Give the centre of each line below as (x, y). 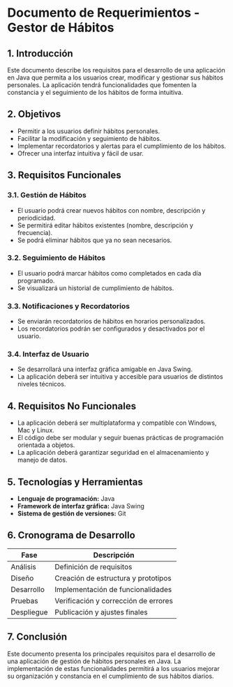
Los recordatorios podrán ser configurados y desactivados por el (111, 329)
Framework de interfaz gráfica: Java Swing (81, 506)
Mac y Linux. (36, 430)
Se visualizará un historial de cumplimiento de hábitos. (96, 288)
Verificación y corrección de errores (114, 601)
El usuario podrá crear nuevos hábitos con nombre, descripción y (111, 210)
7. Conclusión (37, 637)
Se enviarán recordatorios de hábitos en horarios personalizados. (111, 322)
